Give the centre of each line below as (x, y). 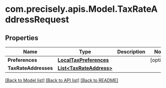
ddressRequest (37, 20)
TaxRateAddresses (30, 68)
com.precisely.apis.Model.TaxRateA (82, 9)
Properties (22, 38)
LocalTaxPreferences (83, 60)
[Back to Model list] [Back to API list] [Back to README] (62, 80)
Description (131, 52)
